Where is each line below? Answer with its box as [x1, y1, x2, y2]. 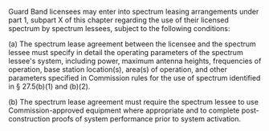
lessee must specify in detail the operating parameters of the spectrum [8, 48, 243, 57]
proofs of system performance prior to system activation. [51, 114, 242, 123]
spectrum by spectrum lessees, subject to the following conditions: [8, 24, 230, 33]
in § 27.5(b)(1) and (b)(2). [8, 81, 91, 91]
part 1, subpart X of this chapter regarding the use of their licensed [8, 15, 229, 25]
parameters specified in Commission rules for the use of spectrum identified [8, 73, 261, 82]
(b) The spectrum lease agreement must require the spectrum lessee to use [8, 97, 259, 106]
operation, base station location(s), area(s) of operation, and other [8, 65, 227, 74]
